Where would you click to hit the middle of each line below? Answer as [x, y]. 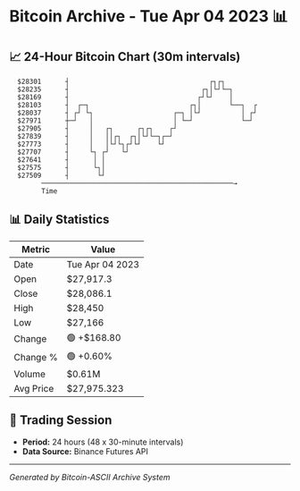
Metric [36, 249]
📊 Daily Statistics [59, 220]
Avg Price [34, 388]
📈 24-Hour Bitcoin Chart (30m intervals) [125, 57]
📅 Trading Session [61, 420]
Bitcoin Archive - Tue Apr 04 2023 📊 [149, 17]
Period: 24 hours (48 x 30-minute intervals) [103, 442]
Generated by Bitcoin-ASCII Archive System [90, 477]
